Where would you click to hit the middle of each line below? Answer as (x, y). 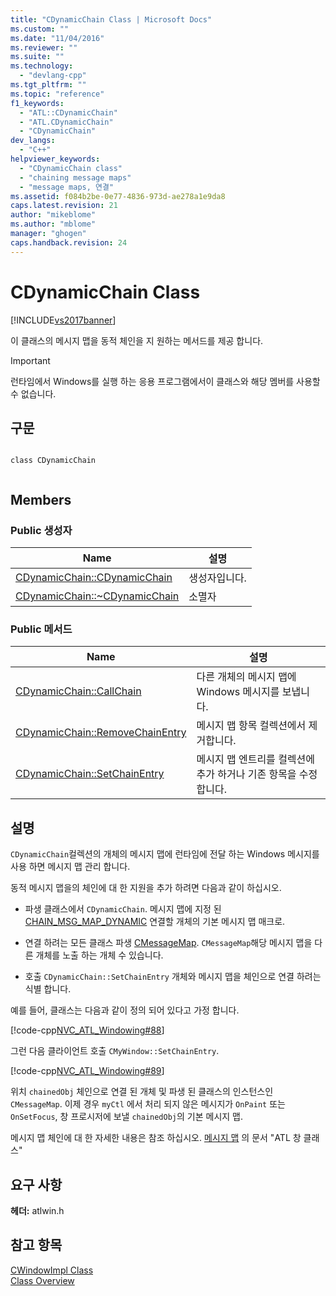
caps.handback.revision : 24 (69, 242)
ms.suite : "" (37, 57)
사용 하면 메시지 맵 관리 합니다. (70, 867)
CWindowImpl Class (52, 1270)
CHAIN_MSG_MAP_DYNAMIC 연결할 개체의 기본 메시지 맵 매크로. (155, 922)
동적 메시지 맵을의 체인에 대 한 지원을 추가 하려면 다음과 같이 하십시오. (146, 888)
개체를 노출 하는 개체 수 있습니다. (99, 955)
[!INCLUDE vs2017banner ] (63, 320)
